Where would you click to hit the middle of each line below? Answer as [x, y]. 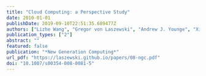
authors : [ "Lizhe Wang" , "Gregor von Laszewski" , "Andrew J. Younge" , [98, 29]
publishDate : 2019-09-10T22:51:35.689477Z [61, 23]
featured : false [27, 47]
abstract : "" [23, 40]
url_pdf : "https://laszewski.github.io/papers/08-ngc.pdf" [83, 58]
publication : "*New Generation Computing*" [63, 52]
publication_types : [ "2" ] [39, 35]
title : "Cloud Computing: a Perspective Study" [68, 12]
